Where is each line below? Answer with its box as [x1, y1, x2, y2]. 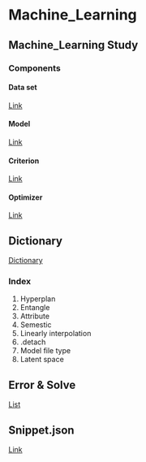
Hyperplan [19, 294, 56, 304]
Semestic [19, 320, 52, 330]
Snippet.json [8, 423, 75, 437]
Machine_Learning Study [8, 38, 139, 52]
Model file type [19, 346, 71, 356]
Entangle [19, 303, 50, 313]
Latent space [19, 355, 65, 365]
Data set [8, 83, 38, 93]
